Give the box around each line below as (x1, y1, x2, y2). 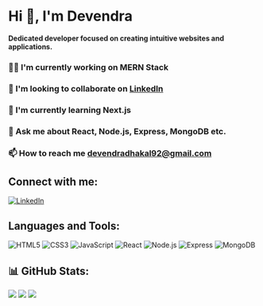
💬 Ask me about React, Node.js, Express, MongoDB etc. (8, 126, 226, 137)
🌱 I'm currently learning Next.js (8, 104, 131, 115)
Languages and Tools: (8, 219, 121, 233)
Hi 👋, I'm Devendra (8, 7, 133, 25)
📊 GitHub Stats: (8, 264, 90, 277)
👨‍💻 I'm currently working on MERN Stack (8, 61, 169, 72)
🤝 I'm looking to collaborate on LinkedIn (8, 83, 164, 94)
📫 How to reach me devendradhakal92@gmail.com (8, 147, 212, 158)
